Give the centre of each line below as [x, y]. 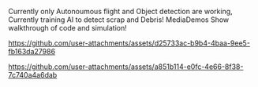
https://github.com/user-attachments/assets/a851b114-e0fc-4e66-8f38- [126, 67]
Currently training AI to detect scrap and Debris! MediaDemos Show [119, 20]
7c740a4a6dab [33, 75]
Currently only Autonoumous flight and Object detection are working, [120, 11]
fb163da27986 [32, 51]
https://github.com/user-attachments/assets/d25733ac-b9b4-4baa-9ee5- [129, 43]
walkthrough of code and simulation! [68, 28]
